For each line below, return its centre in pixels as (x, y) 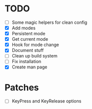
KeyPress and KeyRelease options (46, 101)
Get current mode (30, 39)
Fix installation (26, 61)
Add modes (23, 28)
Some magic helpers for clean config (49, 22)
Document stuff (28, 51)
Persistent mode (28, 34)
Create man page (29, 67)
